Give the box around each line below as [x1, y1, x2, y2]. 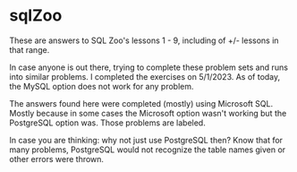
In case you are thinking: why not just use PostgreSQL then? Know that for [9, 134, 284, 145]
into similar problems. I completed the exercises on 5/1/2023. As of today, [9, 71, 281, 82]
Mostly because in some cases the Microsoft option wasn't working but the [9, 107, 287, 118]
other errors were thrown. [9, 153, 105, 164]
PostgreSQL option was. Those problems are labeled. [9, 117, 206, 128]
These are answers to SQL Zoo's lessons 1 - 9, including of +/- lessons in [9, 35, 279, 46]
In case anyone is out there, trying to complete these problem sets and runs [9, 62, 289, 73]
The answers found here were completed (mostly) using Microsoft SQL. [9, 98, 274, 108]
